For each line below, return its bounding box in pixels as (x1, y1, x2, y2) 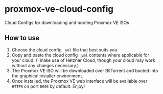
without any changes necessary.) (11, 62, 79, 68)
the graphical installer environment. (11, 72, 84, 79)
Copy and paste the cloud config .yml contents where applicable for (11, 52, 150, 58)
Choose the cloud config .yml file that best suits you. (11, 47, 118, 52)
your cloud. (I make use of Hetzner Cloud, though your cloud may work (11, 57, 155, 63)
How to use (4, 34, 40, 42)
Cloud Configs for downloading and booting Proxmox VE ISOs (4, 20, 129, 25)
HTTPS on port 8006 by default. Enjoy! (11, 83, 85, 89)
